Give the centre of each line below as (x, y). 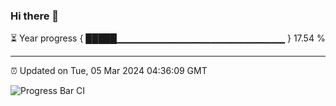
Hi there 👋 (35, 16)
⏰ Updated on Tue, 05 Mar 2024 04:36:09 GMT (109, 71)
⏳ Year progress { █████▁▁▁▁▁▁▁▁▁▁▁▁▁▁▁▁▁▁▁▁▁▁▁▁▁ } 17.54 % (168, 38)
